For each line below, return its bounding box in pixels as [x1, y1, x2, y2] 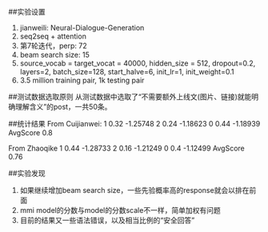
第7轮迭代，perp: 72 [19, 41, 87, 50]
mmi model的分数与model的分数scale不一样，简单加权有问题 [19, 206, 222, 214]
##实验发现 [8, 169, 46, 178]
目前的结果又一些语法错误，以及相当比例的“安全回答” [19, 215, 195, 225]
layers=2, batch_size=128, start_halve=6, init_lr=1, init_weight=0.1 [19, 67, 234, 76]
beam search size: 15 [19, 50, 90, 59]
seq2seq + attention [19, 31, 86, 41]
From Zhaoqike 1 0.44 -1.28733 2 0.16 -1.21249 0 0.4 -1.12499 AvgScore [8, 143, 246, 153]
